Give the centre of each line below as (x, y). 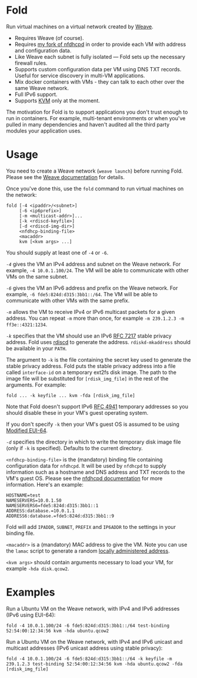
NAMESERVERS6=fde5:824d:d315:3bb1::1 (52, 505)
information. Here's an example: (45, 484)
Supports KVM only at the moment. (57, 100)
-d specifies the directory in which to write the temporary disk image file (94, 442)
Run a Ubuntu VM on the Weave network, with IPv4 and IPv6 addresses (93, 608)
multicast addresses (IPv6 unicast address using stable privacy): (84, 648)
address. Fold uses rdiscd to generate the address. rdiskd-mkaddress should (98, 342)
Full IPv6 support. (36, 94)
